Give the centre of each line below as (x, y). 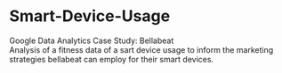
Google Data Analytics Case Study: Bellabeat (92, 40)
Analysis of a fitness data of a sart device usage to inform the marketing (141, 49)
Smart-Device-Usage (90, 16)
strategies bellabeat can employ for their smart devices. (112, 59)
